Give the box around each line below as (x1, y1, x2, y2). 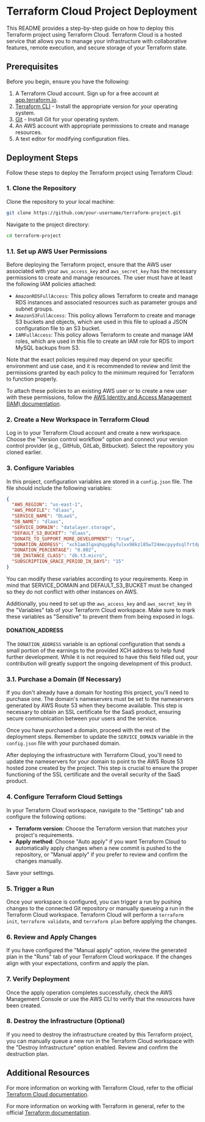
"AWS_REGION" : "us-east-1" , (12, 502, 84, 508)
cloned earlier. (6, 448, 43, 456)
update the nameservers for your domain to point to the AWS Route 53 (6, 758, 184, 765)
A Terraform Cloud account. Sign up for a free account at (15, 90, 159, 97)
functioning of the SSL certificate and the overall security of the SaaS (6, 771, 181, 779)
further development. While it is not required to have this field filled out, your (6, 653, 198, 661)
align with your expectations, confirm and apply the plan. (6, 960, 149, 967)
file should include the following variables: (6, 484, 112, 492)
